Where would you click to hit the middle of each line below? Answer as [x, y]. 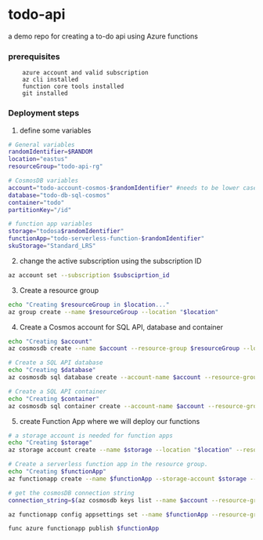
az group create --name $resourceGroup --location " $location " [113, 312]
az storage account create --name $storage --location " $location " [121, 450]
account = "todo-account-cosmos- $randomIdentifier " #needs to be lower [124, 188]
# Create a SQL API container [58, 391]
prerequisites [34, 57]
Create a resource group [59, 290]
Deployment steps [44, 113]
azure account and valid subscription [85, 73]
